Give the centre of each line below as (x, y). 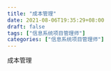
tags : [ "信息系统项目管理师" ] (46, 33)
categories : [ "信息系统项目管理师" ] (56, 40)
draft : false (26, 26)
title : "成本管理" (32, 14)
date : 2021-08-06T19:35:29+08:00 (56, 20)
